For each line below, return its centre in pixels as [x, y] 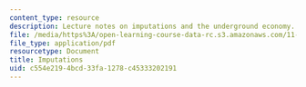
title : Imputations [46, 60]
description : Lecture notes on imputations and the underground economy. [153, 26]
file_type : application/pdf [63, 43]
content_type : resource [55, 18]
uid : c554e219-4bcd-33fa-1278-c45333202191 [93, 69]
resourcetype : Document [55, 52]
